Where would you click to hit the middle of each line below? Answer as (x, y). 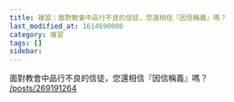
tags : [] (26, 43)
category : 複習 (37, 34)
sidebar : (26, 51)
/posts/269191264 (43, 88)
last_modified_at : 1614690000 (67, 26)
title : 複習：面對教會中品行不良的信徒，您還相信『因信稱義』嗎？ (118, 18)
